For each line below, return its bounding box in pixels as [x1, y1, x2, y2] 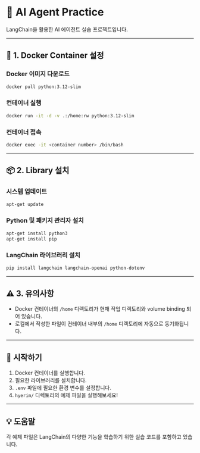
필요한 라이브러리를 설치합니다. [14, 377, 87, 384]
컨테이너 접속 [6, 128, 42, 136]
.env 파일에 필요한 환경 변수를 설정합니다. [14, 384, 112, 392]
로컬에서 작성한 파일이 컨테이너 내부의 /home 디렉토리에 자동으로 [14, 320, 164, 327]
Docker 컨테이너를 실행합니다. [14, 369, 85, 377]
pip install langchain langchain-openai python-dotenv [6, 265, 145, 271]
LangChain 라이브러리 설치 [6, 251, 80, 260]
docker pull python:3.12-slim [6, 83, 82, 90]
